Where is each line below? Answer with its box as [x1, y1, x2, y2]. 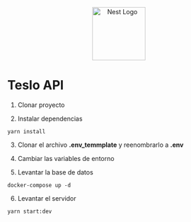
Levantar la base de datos [17, 167, 93, 177]
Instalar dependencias [17, 114, 83, 123]
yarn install [7, 128, 46, 135]
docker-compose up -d [7, 182, 71, 189]
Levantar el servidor [17, 194, 76, 202]
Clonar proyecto [17, 100, 65, 109]
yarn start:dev [7, 208, 52, 215]
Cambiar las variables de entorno [17, 154, 115, 162]
